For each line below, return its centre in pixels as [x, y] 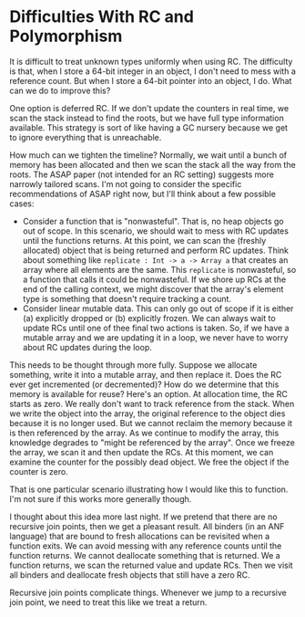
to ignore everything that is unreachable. [86, 137]
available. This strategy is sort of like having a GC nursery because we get [149, 127]
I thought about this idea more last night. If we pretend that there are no [143, 517]
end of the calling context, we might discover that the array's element [153, 288]
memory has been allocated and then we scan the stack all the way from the [152, 164]
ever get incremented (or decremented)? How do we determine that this [144, 384]
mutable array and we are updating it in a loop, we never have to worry [155, 337]
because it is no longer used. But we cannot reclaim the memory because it [151, 423]
